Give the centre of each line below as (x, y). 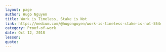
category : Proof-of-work (31, 28)
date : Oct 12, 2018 (25, 33)
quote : (12, 42)
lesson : (13, 38)
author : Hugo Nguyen (26, 14)
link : (11, 24)
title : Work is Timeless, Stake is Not (46, 19)
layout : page (19, 10)
